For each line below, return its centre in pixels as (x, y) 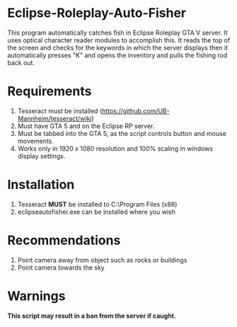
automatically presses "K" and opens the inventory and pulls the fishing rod (117, 55)
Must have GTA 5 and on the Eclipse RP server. (86, 126)
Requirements (50, 92)
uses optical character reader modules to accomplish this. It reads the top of (119, 40)
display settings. (41, 156)
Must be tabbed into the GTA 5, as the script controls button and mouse (122, 133)
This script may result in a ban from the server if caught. (92, 316)
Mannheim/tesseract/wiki (54, 118)
